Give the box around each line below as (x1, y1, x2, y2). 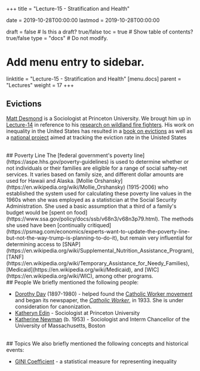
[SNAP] (62, 240, 81, 247)
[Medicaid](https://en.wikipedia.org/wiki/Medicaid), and (6, 266, 144, 273)
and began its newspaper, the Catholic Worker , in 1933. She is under (14, 296, 184, 303)
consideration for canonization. (14, 303, 92, 310)
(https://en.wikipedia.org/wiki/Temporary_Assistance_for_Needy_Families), (6, 259, 190, 266)
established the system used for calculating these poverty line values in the (6, 189, 192, 197)
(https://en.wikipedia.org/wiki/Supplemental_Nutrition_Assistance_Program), (6, 247, 194, 254)
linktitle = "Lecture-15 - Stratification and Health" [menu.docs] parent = (6, 75, 181, 82)
